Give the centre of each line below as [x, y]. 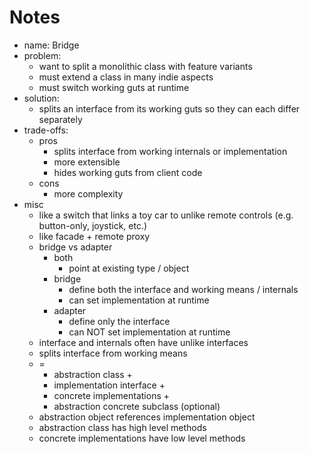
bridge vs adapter [75, 247]
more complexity [88, 193]
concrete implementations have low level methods [142, 438]
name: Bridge [51, 45]
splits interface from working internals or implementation [170, 151]
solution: [41, 98]
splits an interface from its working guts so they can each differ [169, 108]
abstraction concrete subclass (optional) [137, 406]
